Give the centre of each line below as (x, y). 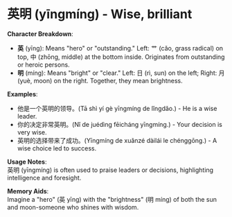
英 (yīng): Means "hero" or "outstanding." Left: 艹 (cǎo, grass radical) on (120, 48)
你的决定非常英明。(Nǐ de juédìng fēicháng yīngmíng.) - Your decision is (120, 124)
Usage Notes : (27, 162)
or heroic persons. (44, 64)
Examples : (23, 94)
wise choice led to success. (57, 148)
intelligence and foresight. (44, 177)
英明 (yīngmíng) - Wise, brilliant (100, 14)
